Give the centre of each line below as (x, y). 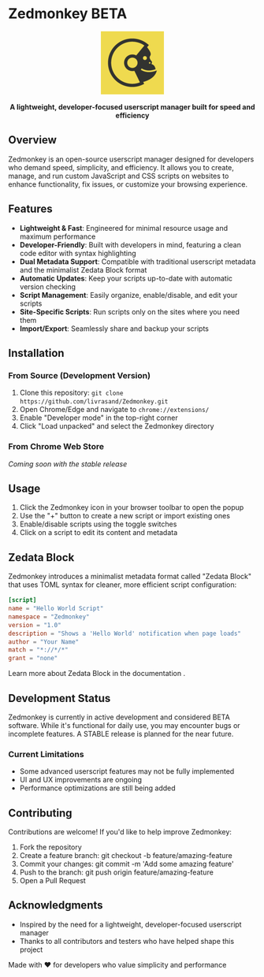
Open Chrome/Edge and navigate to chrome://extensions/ (114, 410)
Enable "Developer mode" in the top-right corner (99, 418)
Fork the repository (51, 847)
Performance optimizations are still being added (97, 788)
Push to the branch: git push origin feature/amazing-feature (117, 872)
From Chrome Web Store (56, 447)
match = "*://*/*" (38, 650)
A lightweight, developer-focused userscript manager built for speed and (132, 106)
